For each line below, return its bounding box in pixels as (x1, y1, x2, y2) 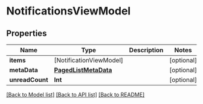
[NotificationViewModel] (54, 56, 124, 64)
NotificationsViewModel (6, 4, 131, 18)
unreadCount (9, 76, 48, 84)
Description (129, 46, 164, 54)
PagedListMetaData (54, 66, 112, 74)
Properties (6, 28, 47, 38)
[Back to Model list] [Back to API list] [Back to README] (6, 91, 145, 98)
